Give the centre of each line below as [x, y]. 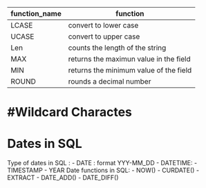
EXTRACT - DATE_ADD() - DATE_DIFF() [63, 178]
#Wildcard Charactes [70, 112]
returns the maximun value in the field [130, 59]
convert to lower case [103, 25]
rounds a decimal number [110, 81]
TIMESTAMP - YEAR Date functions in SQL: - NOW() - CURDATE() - [103, 170]
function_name [36, 13]
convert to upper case [104, 36]
